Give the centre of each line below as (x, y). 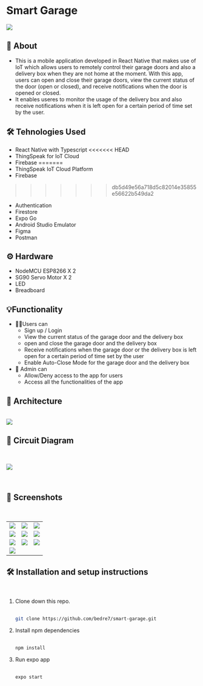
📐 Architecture (34, 401)
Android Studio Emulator (46, 224)
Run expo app (32, 660)
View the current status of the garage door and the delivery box (104, 337)
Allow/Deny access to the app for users (73, 376)
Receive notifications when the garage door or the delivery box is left (110, 350)
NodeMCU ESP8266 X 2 (45, 271)
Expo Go (26, 218)
